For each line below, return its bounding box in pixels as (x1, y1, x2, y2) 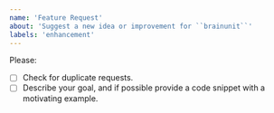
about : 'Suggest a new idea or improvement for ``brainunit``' (9, 22, 253, 31)
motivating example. (22, 92, 99, 104)
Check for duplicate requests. (22, 72, 134, 83)
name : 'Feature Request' (9, 13, 103, 23)
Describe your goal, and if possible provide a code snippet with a (22, 82, 265, 93)
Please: (9, 55, 38, 66)
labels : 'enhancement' (9, 30, 95, 39)
